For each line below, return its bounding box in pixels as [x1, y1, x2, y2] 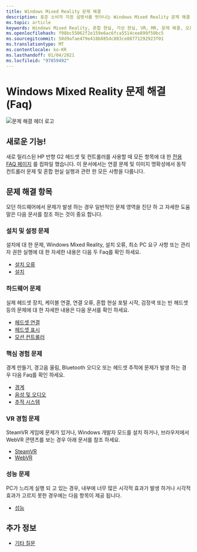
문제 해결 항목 [6, 187, 53, 197]
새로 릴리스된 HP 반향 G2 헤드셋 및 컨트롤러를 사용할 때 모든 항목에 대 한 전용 [6, 153, 182, 160]
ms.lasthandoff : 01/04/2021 [6, 52, 75, 58]
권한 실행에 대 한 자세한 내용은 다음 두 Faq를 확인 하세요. [12, 249, 141, 256]
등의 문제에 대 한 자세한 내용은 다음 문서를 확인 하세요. [6, 306, 130, 313]
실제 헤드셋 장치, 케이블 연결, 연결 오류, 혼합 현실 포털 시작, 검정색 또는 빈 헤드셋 [6, 299, 189, 306]
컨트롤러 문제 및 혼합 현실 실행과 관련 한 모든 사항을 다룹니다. [6, 168, 145, 175]
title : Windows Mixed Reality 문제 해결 [6, 8, 101, 15]
